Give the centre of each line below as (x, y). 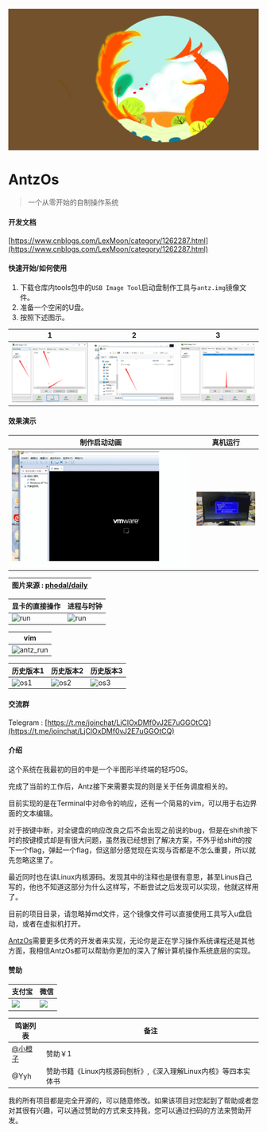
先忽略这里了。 (33, 860)
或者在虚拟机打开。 (53, 923)
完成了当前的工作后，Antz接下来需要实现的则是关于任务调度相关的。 (120, 786)
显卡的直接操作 (36, 606)
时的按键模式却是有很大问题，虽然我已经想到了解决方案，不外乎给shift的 (127, 840)
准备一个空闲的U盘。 (54, 307)
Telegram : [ (28, 723)
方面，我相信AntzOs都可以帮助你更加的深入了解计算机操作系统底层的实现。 (132, 950)
